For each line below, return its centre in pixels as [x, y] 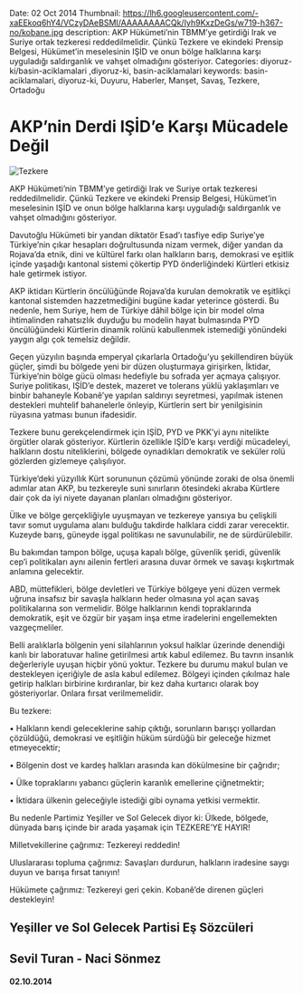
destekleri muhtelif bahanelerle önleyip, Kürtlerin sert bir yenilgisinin [136, 405]
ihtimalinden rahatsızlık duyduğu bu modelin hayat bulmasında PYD [135, 320]
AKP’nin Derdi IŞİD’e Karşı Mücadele [149, 127]
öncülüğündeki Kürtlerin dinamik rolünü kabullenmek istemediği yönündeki [148, 329]
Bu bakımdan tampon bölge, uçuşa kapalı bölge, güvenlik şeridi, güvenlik [145, 552]
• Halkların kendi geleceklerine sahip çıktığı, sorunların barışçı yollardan [142, 728]
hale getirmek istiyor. [48, 273]
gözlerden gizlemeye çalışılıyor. [68, 460]
